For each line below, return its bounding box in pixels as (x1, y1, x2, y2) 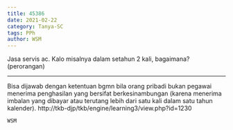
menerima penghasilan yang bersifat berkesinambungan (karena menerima (7, 89, 222, 98)
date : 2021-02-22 (7, 17, 58, 24)
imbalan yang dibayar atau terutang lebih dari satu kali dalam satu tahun (7, 97, 213, 105)
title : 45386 (7, 10, 45, 17)
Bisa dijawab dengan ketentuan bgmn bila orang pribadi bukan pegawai (7, 82, 212, 91)
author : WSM (7, 36, 42, 43)
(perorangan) (7, 62, 45, 71)
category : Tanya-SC (7, 23, 64, 30)
